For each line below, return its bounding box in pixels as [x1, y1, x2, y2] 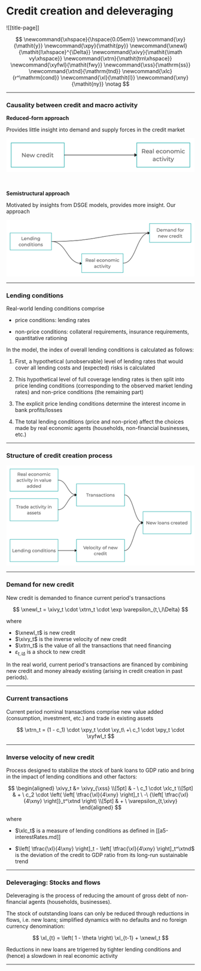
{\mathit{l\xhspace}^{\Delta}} [19, 48, 91, 55]
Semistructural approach [6, 190, 70, 197]
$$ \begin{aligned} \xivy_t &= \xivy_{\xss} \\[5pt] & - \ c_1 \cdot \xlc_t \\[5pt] [8, 784, 193, 792]
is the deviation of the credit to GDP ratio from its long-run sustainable [14, 851, 188, 858]
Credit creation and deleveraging [6, 4, 173, 18]
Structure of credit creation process [6, 452, 113, 460]
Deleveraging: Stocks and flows [6, 878, 100, 886]
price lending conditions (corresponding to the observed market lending [14, 382, 193, 389]
